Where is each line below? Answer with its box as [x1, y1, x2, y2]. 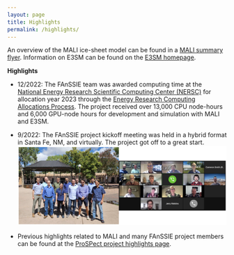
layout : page [7, 11, 45, 18]
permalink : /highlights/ [7, 26, 79, 33]
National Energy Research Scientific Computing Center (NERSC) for [17, 88, 212, 96]
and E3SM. [17, 117, 49, 125]
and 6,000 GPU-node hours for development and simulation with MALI [17, 110, 220, 118]
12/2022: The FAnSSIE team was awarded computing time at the [17, 80, 202, 88]
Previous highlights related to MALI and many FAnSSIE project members [17, 232, 224, 240]
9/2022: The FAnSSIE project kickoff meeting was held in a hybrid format [17, 131, 228, 139]
